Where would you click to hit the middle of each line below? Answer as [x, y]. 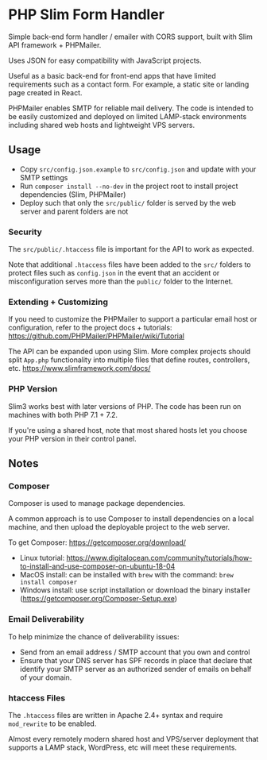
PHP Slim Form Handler [87, 15]
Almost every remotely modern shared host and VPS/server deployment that [133, 739]
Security [25, 232]
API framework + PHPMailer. [55, 44]
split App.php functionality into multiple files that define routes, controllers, [129, 360]
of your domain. [46, 677]
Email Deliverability [46, 619]
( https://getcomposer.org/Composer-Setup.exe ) [98, 599]
